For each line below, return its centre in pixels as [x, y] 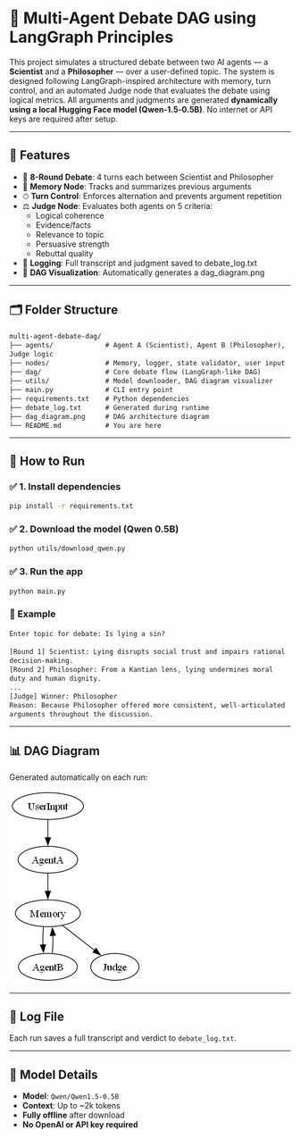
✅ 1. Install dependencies [65, 486]
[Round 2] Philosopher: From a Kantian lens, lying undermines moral [142, 669]
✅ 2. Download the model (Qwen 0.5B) [94, 529]
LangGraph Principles [92, 37]
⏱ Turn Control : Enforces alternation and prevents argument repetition [152, 196]
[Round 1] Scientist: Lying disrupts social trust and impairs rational [147, 651]
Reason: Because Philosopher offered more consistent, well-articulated [147, 705]
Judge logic [31, 354]
